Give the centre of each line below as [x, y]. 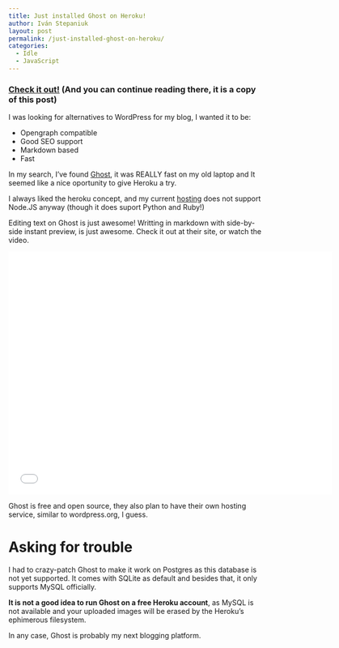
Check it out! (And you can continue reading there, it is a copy [132, 89]
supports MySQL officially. [53, 587]
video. [19, 241]
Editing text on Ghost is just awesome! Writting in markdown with [117, 223]
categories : [28, 46]
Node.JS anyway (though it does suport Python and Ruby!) [106, 207]
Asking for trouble [71, 547]
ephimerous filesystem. [47, 620]
